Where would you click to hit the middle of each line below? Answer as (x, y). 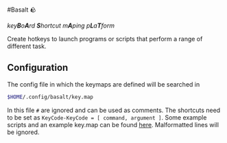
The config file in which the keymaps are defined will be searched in (104, 84)
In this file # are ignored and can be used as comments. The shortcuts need (114, 110)
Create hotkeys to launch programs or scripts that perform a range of (105, 39)
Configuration (38, 68)
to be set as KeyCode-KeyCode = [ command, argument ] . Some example (107, 117)
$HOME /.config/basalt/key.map (50, 97)
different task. (27, 46)
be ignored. (23, 132)
